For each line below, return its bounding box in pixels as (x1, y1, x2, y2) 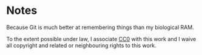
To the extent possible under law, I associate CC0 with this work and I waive (6, 35, 197, 42)
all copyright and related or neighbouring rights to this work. (6, 42, 157, 49)
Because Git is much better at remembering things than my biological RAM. (6, 24, 194, 31)
